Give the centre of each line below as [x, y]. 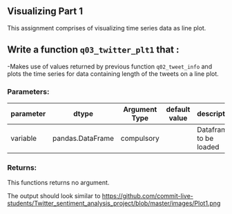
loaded [208, 146]
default [178, 109]
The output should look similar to [54, 196]
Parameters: [28, 91]
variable [23, 138]
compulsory [140, 138]
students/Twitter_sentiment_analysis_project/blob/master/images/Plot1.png [114, 204]
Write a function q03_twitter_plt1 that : [93, 50]
